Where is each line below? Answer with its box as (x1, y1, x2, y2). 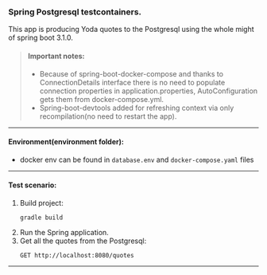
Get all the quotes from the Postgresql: (19, 236, 147, 246)
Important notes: (27, 51, 85, 61)
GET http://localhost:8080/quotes (19, 251, 134, 259)
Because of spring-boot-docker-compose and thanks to (39, 69, 224, 78)
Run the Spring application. (19, 227, 109, 237)
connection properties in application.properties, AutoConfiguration (39, 86, 258, 96)
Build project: (19, 198, 64, 207)
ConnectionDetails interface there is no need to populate (39, 77, 226, 87)
